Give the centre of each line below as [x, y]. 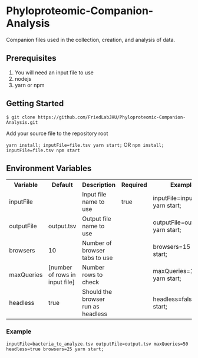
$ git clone [21, 117]
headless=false [174, 299]
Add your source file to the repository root [57, 133]
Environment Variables [49, 168]
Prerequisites [31, 58]
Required [134, 185]
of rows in [62, 275]
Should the [97, 292]
